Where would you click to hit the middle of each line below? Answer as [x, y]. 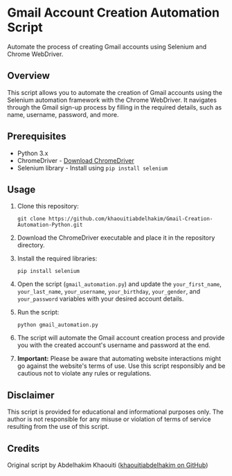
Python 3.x [33, 153]
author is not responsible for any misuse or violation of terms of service [109, 419]
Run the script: [38, 312]
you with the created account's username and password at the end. [114, 345]
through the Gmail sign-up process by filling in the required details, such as [115, 107]
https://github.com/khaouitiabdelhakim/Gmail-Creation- [131, 219]
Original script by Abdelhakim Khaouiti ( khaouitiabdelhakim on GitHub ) [108, 465]
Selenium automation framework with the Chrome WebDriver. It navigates [112, 100]
